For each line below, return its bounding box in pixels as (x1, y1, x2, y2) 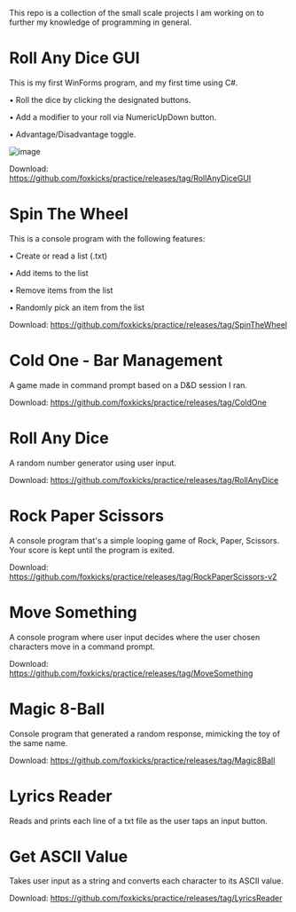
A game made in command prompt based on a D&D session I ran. (9, 379, 248, 390)
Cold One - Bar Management (9, 351, 223, 371)
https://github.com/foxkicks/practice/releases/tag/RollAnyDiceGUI (9, 172, 252, 183)
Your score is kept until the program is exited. (9, 544, 175, 555)
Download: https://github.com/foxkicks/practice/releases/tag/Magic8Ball (9, 755, 276, 765)
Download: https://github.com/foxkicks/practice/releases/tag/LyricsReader (9, 892, 283, 904)
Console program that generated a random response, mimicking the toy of (9, 728, 281, 739)
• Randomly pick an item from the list (9, 302, 144, 313)
